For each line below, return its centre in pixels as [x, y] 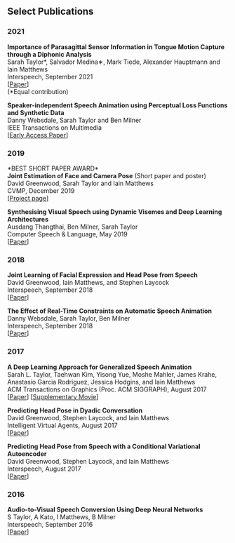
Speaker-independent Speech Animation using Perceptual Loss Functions [117, 105]
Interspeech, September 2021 [50, 76]
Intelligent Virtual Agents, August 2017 [62, 425]
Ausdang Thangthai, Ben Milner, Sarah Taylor [73, 227]
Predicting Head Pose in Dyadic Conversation [75, 410]
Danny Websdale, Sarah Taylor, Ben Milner [69, 319]
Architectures [28, 219]
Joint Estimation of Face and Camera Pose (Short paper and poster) [107, 175]
